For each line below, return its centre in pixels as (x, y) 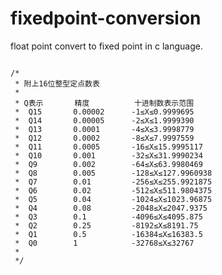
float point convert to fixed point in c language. (106, 46)
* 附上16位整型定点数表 (57, 83)
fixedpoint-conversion (106, 18)
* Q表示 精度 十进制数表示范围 (104, 103)
